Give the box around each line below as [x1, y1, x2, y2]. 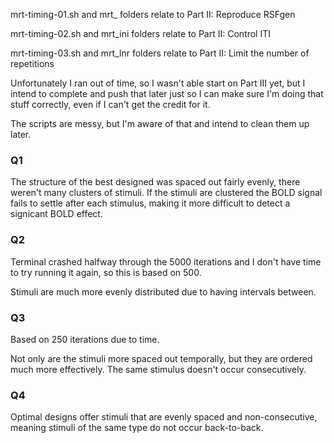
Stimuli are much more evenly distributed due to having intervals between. [10, 285, 317, 298]
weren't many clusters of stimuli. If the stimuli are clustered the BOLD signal [10, 187, 323, 199]
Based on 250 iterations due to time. [10, 333, 160, 345]
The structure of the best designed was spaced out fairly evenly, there [10, 176, 301, 188]
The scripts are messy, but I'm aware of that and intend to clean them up [10, 118, 310, 129]
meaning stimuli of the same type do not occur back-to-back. [10, 422, 264, 434]
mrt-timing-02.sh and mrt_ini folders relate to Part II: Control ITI [10, 28, 272, 39]
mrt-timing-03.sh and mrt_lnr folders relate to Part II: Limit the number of [10, 47, 310, 59]
